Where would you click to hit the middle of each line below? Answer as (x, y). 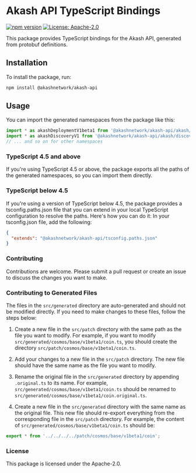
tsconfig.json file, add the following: (49, 222)
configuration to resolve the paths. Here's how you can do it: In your (88, 216)
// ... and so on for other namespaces (55, 141)
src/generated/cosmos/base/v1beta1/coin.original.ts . (80, 395)
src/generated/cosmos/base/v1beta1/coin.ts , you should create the (96, 341)
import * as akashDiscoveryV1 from (49, 136)
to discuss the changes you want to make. (57, 277)
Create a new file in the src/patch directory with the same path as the (98, 329)
